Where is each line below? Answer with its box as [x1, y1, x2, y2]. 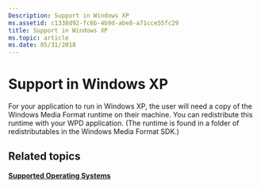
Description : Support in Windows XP [8, 11, 129, 20]
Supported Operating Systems [8, 171, 111, 180]
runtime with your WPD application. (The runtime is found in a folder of [8, 118, 240, 128]
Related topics [8, 150, 81, 163]
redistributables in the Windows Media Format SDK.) [8, 127, 180, 136]
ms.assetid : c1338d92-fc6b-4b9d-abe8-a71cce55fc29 [8, 19, 179, 27]
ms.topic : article [8, 33, 69, 42]
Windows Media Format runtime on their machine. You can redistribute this [8, 110, 253, 120]
